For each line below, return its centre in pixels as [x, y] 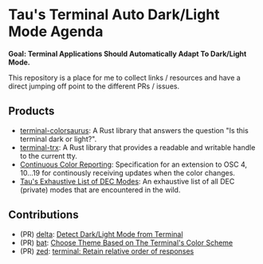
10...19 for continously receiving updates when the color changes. [127, 172]
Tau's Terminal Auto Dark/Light [114, 15]
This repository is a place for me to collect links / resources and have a [124, 77]
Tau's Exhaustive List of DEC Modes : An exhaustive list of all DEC [127, 181]
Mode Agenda [56, 32]
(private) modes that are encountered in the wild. [100, 190]
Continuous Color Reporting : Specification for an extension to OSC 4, [133, 164]
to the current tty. [49, 156]
